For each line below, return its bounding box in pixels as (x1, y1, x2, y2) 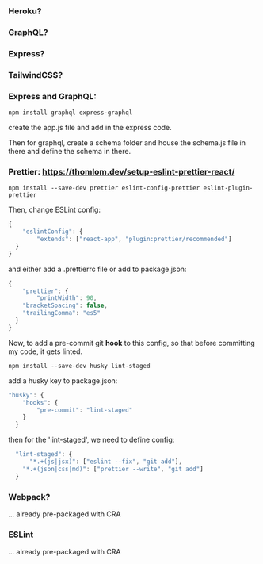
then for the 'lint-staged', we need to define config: (8, 435, 175, 445)
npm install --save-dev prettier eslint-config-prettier (8, 184, 200, 192)
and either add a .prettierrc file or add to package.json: (8, 264, 187, 274)
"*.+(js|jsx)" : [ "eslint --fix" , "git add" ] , (29, 458, 182, 466)
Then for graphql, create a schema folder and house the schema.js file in (8, 137, 246, 148)
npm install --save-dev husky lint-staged (8, 362, 151, 370)
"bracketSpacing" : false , (22, 301, 109, 310)
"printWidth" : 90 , (36, 294, 97, 302)
